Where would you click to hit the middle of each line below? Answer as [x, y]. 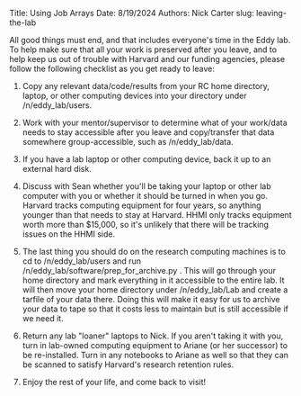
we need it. [43, 318]
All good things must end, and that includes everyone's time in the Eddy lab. [150, 40]
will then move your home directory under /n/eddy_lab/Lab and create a [155, 290]
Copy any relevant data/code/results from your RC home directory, [146, 86]
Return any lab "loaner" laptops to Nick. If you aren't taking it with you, [153, 336]
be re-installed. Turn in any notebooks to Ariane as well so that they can [155, 355]
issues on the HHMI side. [68, 234]
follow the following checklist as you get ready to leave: [112, 68]
